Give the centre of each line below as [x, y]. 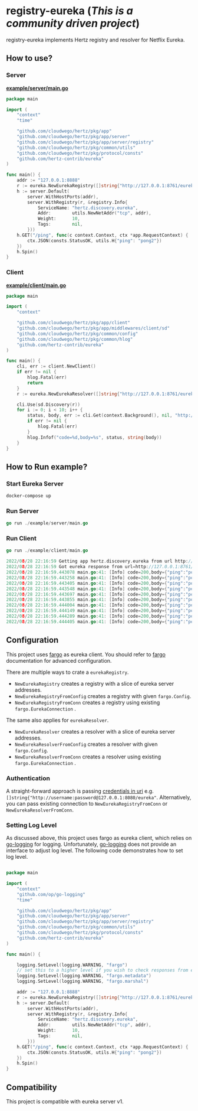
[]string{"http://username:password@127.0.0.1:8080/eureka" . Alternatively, [99, 797]
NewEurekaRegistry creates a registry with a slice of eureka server [94, 683]
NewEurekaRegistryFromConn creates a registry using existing [87, 702]
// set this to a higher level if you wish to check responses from [103, 970]
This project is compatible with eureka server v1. [65, 1102]
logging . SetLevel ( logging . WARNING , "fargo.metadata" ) [84, 976]
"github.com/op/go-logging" [51, 894]
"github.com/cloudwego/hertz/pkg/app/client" [74, 323]
